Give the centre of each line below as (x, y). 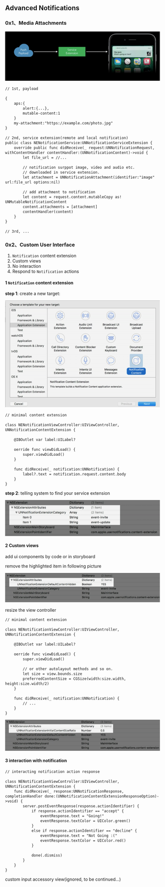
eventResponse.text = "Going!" (72, 816)
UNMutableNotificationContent (36, 202)
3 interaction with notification (36, 760)
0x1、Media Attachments (36, 23)
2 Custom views (22, 545)
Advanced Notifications (42, 8)
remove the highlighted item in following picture (53, 566)
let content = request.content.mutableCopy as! (72, 197)
